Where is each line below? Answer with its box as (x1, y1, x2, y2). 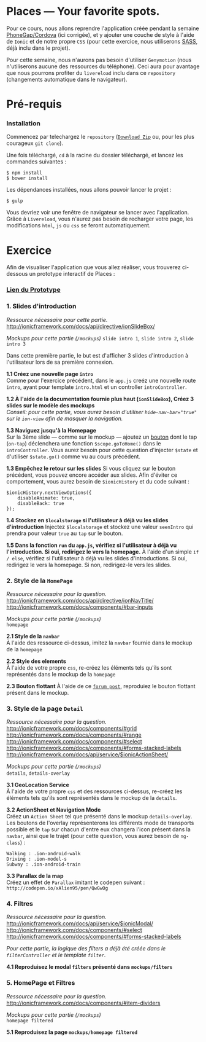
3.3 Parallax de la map (6, 872, 64, 880)
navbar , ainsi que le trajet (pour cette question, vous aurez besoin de (6, 832, 180, 840)
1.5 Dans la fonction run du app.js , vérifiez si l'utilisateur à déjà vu (6, 541, 177, 549)
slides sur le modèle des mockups (6, 401, 95, 409)
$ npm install (6, 170, 43, 176)
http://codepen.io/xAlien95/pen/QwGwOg (6, 885, 109, 891)
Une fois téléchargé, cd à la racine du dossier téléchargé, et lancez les (6, 152, 183, 159)
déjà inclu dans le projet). (6, 44, 71, 52)
